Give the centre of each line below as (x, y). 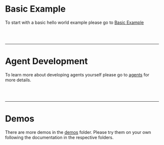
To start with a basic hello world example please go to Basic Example (74, 22)
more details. (18, 80)
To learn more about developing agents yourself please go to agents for (77, 74)
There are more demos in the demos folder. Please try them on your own (78, 132)
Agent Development (46, 61)
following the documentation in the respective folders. (59, 137)
